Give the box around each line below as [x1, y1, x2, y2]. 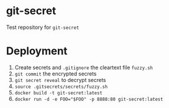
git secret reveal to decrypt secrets [14, 76, 106, 83]
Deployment [6, 44, 68, 58]
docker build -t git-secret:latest [14, 90, 103, 96]
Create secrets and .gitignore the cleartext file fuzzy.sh [14, 64, 153, 71]
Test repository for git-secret [6, 24, 80, 31]
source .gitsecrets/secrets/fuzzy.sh [14, 84, 108, 90]
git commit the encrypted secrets [14, 70, 97, 77]
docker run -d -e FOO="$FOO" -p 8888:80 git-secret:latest [14, 96, 164, 102]
